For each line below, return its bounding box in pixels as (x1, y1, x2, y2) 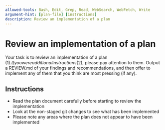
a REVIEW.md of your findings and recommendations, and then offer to (5, 65, 151, 71)
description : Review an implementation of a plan (5, 16, 111, 21)
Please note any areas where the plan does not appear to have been (12, 114, 153, 120)
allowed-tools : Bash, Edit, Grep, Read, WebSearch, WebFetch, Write (5, 7, 151, 12)
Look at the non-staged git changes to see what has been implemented (12, 109, 160, 115)
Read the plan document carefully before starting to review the (12, 98, 142, 104)
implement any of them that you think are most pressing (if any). (5, 70, 137, 76)
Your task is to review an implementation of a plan (5, 54, 108, 60)
